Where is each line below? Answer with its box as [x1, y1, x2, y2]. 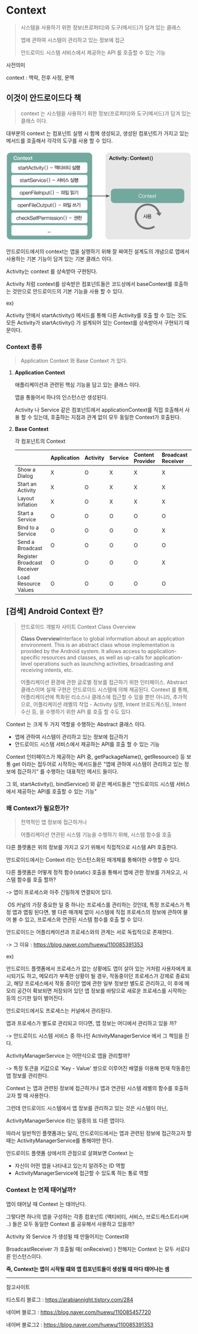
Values [17, 586, 34, 593]
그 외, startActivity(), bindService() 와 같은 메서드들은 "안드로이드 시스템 [6, 780, 175, 787]
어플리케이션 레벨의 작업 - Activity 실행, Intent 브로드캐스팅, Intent [33, 700, 187, 707]
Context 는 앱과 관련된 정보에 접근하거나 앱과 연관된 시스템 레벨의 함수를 [6, 1085, 173, 1092]
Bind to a [17, 524, 39, 531]
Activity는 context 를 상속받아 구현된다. [6, 268, 98, 275]
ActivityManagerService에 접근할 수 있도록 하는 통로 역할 [14, 1170, 149, 1177]
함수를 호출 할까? [16, 876, 56, 883]
